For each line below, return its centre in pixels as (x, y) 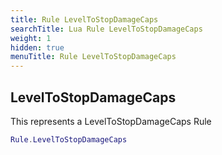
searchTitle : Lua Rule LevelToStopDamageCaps (106, 29)
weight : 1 (31, 38)
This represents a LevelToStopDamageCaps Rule (111, 121)
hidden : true (37, 47)
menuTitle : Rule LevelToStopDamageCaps (93, 57)
